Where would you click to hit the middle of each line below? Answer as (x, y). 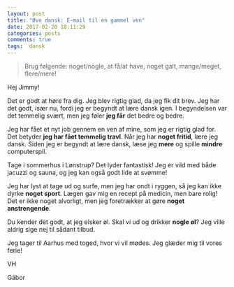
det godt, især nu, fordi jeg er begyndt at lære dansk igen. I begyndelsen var (117, 108)
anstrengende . (29, 208)
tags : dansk (26, 46)
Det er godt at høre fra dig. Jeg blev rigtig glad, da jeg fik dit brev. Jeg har (114, 101)
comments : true (29, 40)
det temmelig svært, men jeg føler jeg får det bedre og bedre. (96, 115)
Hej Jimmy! (23, 87)
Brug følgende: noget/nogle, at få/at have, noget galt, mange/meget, (123, 66)
